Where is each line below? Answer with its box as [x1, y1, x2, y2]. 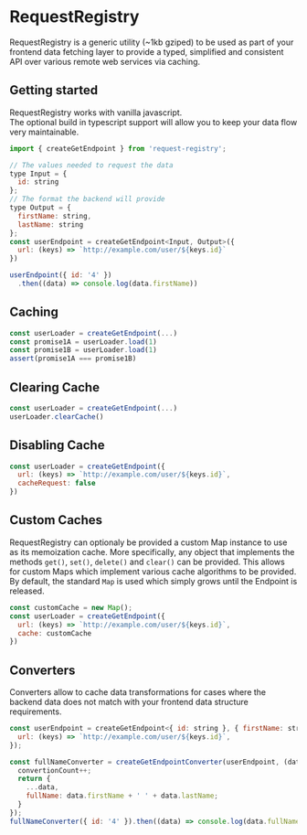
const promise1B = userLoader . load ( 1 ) [9, 346, 157, 355]
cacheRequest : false [17, 478, 96, 488]
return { [17, 775, 51, 784]
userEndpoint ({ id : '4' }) [9, 271, 112, 280]
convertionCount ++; [17, 765, 92, 775]
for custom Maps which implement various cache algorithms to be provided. [9, 565, 297, 577]
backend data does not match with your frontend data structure [9, 697, 249, 708]
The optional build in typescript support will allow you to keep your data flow [9, 116, 298, 127]
